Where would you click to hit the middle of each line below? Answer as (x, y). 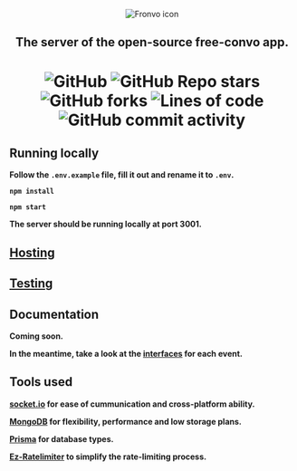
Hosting (33, 252)
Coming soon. (36, 336)
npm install (32, 192)
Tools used (41, 382)
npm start (28, 207)
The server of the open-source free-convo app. (152, 42)
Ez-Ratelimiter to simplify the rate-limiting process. (108, 457)
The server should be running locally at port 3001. (105, 224)
